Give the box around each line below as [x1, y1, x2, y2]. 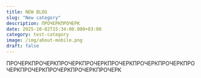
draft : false [6, 43, 39, 49]
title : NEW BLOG [6, 9, 47, 15]
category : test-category [6, 32, 69, 38]
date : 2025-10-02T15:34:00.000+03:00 [6, 26, 102, 32]
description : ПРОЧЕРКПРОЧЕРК [6, 20, 80, 26]
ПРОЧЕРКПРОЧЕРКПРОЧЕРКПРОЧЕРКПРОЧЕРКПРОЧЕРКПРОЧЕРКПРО [6, 59, 196, 67]
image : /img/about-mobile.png [6, 37, 83, 43]
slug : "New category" [6, 15, 61, 21]
